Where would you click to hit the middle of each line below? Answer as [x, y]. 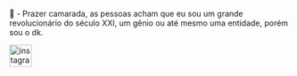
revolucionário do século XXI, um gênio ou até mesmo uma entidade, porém [148, 23]
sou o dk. [26, 32]
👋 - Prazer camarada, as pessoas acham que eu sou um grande [126, 14]
